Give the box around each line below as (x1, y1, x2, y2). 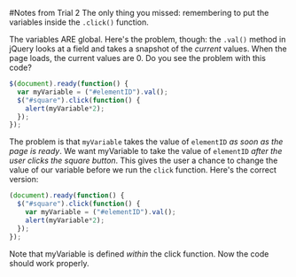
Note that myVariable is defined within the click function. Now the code (9, 248, 269, 259)
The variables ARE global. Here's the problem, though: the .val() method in (9, 35, 286, 44)
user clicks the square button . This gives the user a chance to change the (9, 155, 278, 166)
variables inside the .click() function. (9, 17, 149, 27)
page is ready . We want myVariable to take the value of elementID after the (9, 146, 283, 157)
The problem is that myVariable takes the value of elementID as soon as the (9, 136, 284, 147)
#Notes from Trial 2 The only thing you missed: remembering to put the (9, 8, 269, 18)
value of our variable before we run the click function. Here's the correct (9, 165, 277, 175)
